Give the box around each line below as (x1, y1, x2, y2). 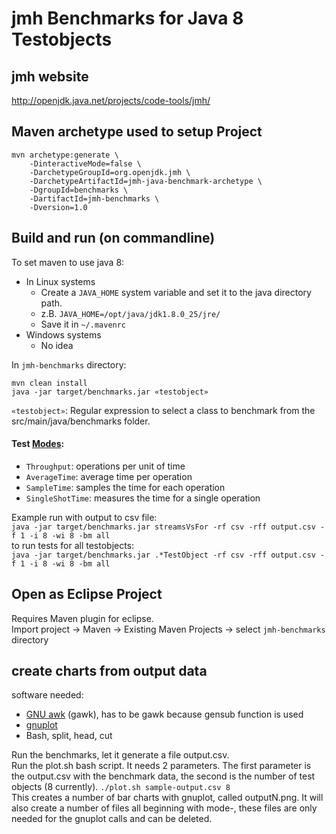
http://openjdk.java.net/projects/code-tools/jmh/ (11, 95, 211, 106)
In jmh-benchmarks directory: (11, 358, 127, 371)
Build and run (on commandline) (11, 230, 216, 247)
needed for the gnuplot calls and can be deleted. (11, 813, 213, 825)
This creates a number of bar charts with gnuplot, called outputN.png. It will (11, 792, 324, 804)
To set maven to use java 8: (11, 256, 125, 268)
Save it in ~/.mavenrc (40, 318, 127, 330)
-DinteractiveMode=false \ (29, 158, 142, 169)
